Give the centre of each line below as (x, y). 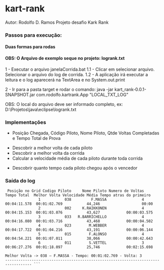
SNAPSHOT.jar (20, 94)
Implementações (26, 122)
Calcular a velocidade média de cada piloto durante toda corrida (77, 158)
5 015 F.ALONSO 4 (91, 234)
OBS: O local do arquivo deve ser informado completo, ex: (64, 104)
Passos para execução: (33, 35)
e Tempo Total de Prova (36, 138)
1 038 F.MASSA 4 (91, 200)
